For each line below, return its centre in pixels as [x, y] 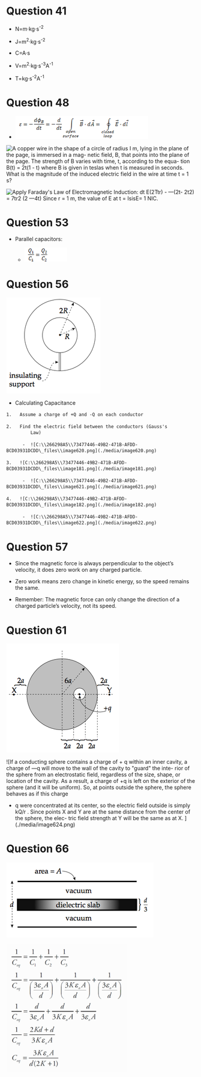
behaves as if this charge [37, 794]
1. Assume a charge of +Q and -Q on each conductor [75, 415]
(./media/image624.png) [45, 824]
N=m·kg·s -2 [29, 28]
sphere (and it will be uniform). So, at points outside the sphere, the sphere [99, 787]
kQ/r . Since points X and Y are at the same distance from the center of [103, 812]
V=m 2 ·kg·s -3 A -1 [34, 65]
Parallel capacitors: [39, 239]
